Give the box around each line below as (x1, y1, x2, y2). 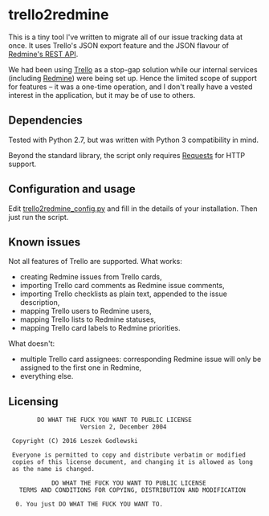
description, (19, 298, 60, 307)
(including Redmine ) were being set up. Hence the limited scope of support (8, 73, 257, 83)
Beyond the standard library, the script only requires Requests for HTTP (8, 150, 246, 160)
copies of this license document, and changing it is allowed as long (11, 458, 253, 466)
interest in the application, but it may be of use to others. (8, 90, 196, 100)
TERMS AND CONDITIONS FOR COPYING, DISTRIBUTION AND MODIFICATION (18, 486, 247, 494)
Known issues (8, 235, 81, 249)
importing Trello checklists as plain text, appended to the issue (19, 289, 227, 299)
